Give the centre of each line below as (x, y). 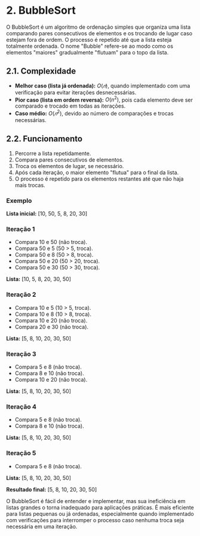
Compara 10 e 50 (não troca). (51, 242)
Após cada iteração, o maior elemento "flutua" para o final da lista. (97, 172)
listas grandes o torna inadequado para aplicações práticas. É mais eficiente (100, 507)
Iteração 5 (21, 453)
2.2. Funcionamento (44, 139)
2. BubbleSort (41, 10)
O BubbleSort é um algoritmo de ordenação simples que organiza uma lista (99, 27)
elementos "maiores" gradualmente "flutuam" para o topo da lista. (87, 52)
